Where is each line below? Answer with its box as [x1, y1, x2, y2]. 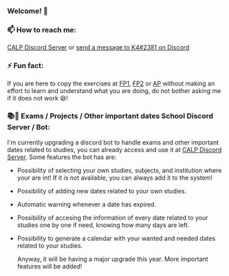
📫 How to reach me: [7, 25, 77, 34]
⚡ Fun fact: [7, 61, 44, 71]
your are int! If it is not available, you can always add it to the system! [17, 173, 213, 182]
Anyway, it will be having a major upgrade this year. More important [17, 255, 208, 263]
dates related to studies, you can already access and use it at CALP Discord [7, 145, 222, 153]
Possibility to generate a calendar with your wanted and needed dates [17, 234, 216, 242]
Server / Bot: [7, 123, 50, 132]
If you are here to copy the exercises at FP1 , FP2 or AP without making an [7, 79, 215, 87]
